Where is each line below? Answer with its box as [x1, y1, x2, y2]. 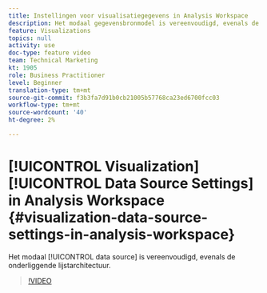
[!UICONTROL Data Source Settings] [8, 175, 254, 193]
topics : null [8, 34, 52, 42]
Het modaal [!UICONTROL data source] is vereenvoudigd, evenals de [8, 251, 236, 261]
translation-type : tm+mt [8, 86, 91, 94]
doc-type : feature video [8, 49, 91, 57]
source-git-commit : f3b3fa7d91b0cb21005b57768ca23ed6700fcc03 [8, 94, 220, 102]
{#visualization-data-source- [8, 209, 208, 227]
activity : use [8, 42, 56, 50]
